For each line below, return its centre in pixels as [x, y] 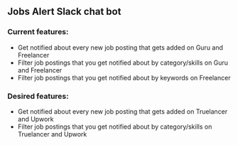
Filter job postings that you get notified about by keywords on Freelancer [124, 77]
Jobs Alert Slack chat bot [64, 12]
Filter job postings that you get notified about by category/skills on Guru [123, 63]
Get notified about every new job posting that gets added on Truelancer [123, 111]
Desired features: [38, 96]
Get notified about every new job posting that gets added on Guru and [120, 47]
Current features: [38, 32]
